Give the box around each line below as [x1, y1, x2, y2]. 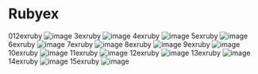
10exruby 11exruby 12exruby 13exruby [8, 48, 221, 57]
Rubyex [8, 5, 60, 23]
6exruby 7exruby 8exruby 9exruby [8, 39, 210, 49]
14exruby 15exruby [8, 56, 100, 66]
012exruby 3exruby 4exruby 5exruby [8, 31, 218, 41]
